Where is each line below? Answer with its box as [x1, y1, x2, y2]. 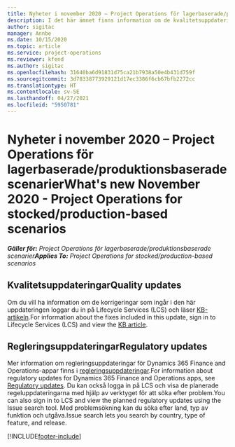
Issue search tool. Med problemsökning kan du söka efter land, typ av [7, 404, 208, 412]
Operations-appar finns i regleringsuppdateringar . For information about [7, 366, 213, 375]
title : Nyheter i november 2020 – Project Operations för [7, 10, 180, 18]
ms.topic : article [7, 43, 61, 50]
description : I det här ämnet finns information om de [7, 17, 171, 24]
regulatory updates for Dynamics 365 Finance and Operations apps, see [7, 374, 215, 383]
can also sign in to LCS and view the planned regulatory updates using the [7, 397, 222, 405]
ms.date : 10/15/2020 [7, 36, 68, 43]
